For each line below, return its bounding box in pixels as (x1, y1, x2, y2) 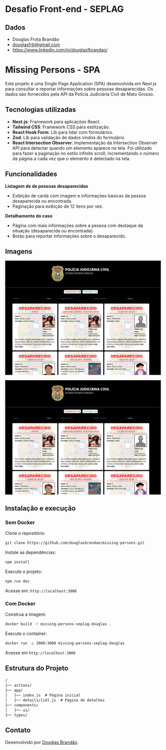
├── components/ (5, 702, 39, 707)
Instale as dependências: (5, 549, 56, 556)
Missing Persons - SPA (5, 64, 100, 75)
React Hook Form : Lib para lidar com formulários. (12, 129, 114, 135)
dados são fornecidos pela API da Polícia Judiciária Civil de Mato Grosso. (5, 91, 155, 97)
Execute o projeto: (5, 569, 42, 575)
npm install (5, 560, 30, 565)
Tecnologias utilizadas (5, 106, 76, 114)
